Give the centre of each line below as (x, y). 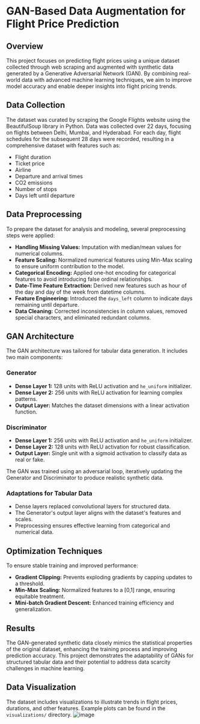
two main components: (35, 357)
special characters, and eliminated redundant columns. (83, 317)
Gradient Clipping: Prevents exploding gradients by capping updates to (104, 578)
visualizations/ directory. (39, 714)
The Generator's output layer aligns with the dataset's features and (98, 513)
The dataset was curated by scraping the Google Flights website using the (98, 119)
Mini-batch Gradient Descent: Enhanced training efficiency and (94, 603)
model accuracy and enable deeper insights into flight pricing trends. (92, 86)
